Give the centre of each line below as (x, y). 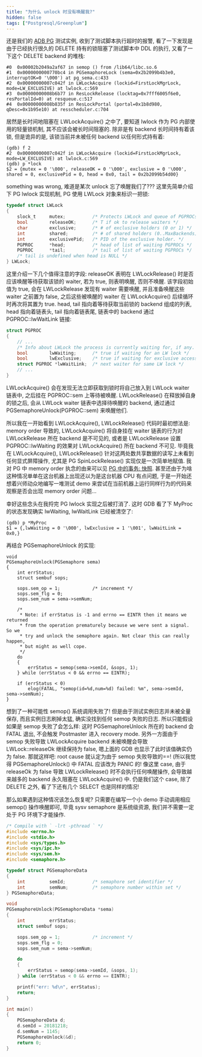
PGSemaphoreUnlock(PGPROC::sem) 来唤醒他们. (67, 410)
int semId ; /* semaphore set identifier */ (95, 881)
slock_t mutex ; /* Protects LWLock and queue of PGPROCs (107, 217)
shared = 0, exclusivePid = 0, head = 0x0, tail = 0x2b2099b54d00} (93, 175)
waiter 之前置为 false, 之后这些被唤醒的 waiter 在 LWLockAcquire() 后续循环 (100, 297)
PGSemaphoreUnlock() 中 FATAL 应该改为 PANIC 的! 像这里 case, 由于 (99, 764)
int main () (20, 1009)
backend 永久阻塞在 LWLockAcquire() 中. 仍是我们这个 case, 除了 (110, 779)
